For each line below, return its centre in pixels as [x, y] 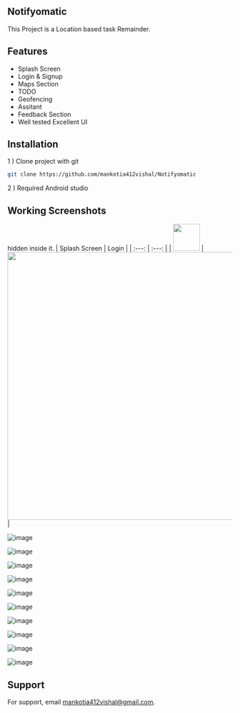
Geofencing [35, 99]
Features [27, 52]
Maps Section [38, 84]
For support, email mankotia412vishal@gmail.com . [81, 702]
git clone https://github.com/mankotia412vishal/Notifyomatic [102, 174]
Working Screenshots [57, 210]
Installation [33, 145]
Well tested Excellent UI [52, 121]
